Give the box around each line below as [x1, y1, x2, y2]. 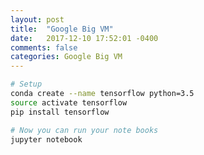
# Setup [10, 79, 43, 90]
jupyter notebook [10, 134, 83, 145]
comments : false [10, 42, 78, 53]
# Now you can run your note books [10, 125, 159, 135]
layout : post [10, 14, 65, 25]
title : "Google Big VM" [10, 24, 114, 34]
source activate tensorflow [10, 97, 128, 108]
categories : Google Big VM [10, 52, 123, 62]
